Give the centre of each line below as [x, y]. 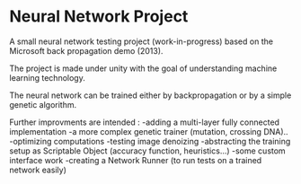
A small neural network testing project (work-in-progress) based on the [142, 41]
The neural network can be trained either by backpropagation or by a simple [150, 95]
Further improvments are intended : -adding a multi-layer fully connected [145, 122]
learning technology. [47, 77]
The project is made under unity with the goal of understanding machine [143, 68]
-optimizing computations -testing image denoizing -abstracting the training [150, 141]
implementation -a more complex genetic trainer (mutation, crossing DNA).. [149, 131]
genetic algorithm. [43, 104]
